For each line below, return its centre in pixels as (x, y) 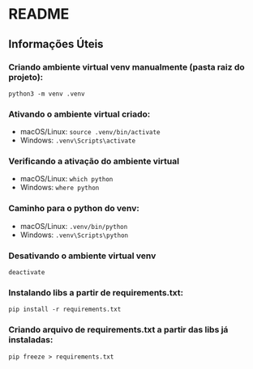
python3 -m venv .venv (47, 94)
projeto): (26, 77)
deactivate (27, 273)
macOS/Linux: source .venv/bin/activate (90, 132)
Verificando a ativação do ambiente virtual (94, 161)
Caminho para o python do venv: (74, 209)
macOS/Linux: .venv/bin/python (74, 226)
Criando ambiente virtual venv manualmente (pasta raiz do (126, 67)
